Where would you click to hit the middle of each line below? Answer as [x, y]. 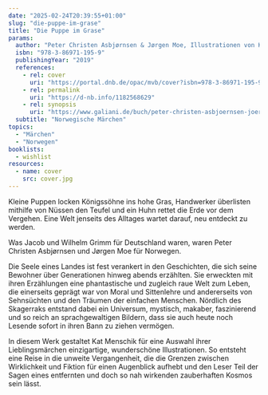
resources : [26, 164]
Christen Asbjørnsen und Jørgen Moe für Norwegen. [95, 251]
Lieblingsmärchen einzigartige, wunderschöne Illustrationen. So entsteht [127, 350]
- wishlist [33, 156]
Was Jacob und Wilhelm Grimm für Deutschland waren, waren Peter [120, 242]
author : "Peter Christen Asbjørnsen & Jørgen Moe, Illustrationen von [135, 45]
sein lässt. [25, 383]
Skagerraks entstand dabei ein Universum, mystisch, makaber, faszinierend [132, 309]
